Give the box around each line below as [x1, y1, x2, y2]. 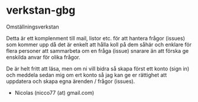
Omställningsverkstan [6, 23, 59, 30]
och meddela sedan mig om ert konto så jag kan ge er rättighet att [6, 71, 167, 78]
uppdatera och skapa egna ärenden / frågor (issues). [6, 78, 135, 85]
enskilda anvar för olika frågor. [6, 53, 81, 60]
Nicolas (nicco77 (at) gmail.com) [14, 89, 95, 96]
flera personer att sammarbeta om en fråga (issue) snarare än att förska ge [6, 47, 189, 54]
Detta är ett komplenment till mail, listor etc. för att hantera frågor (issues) [6, 34, 185, 42]
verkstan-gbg [6, 4, 76, 17]
